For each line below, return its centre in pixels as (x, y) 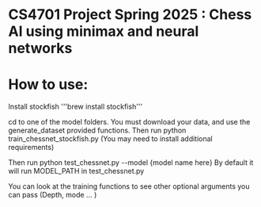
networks (40, 48)
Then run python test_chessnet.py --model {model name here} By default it (131, 163)
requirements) (31, 148)
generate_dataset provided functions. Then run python (97, 130)
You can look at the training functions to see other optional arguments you (129, 186)
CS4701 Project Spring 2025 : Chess (130, 15)
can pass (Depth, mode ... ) (53, 195)
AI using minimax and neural (104, 31)
